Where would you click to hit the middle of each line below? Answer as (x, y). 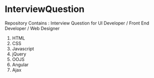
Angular (20, 64)
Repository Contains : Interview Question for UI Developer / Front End (77, 23)
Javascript (23, 48)
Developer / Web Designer (32, 28)
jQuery (19, 54)
